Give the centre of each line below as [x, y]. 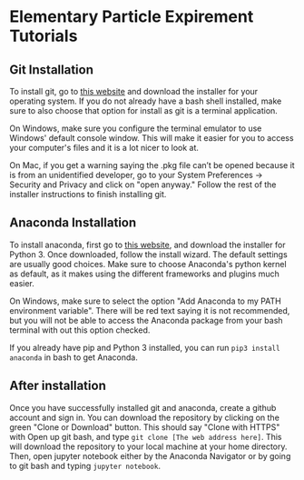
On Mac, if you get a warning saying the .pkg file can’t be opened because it [152, 165]
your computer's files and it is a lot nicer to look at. [104, 148]
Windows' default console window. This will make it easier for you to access [152, 138]
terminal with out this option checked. [80, 330]
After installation [58, 386]
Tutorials [44, 36]
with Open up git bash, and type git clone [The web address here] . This [146, 436]
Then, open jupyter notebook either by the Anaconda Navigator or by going [150, 455]
